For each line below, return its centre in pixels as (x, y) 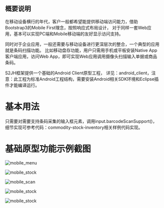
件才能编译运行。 (22, 85)
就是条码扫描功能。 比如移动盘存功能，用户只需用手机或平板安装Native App (81, 50)
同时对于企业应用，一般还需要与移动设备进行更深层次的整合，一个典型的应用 (82, 44)
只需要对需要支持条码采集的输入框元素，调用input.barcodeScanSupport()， (81, 121)
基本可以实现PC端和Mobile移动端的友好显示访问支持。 (68, 34)
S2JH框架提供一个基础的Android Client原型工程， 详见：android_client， (78, 73)
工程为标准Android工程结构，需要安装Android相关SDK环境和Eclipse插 (88, 79)
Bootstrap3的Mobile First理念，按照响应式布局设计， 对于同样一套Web (76, 27)
